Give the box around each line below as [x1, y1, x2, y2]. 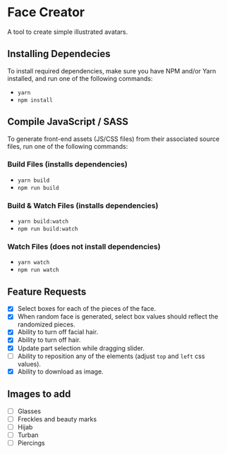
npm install [17, 97, 53, 104]
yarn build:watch [17, 218, 69, 226]
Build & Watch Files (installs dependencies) [7, 200, 159, 210]
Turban [17, 431, 39, 439]
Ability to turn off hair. [17, 336, 81, 344]
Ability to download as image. [17, 367, 104, 376]
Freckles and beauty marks [17, 415, 97, 423]
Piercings [17, 438, 45, 447]
